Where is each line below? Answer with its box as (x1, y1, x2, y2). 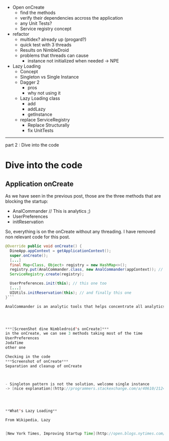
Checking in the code (5, 354, 51, 359)
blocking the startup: (5, 199, 49, 204)
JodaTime (5, 340, 24, 346)
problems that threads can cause (20, 52, 89, 58)
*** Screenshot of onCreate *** (5, 359, 69, 364)
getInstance (27, 111, 53, 117)
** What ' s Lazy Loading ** (5, 408, 57, 414)
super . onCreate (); (10, 253, 49, 258)
